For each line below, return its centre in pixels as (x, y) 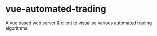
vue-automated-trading (56, 9)
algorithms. (17, 28)
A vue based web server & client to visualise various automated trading (79, 23)
